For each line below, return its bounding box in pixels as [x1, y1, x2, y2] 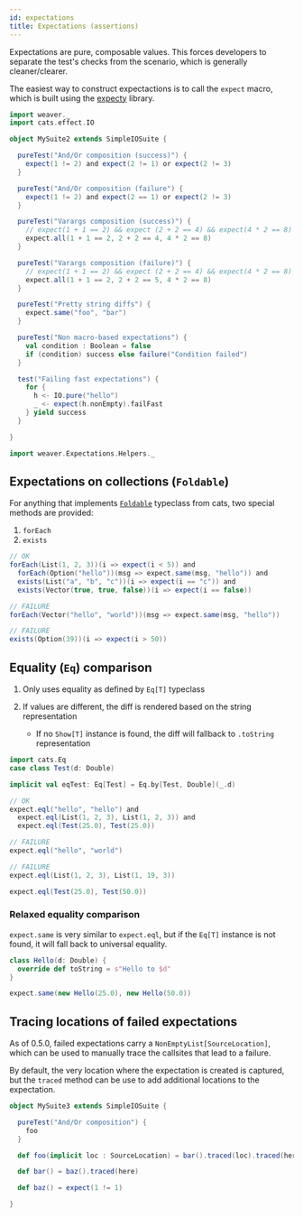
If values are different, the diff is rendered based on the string [22, 701, 252, 712]
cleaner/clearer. [9, 65, 69, 77]
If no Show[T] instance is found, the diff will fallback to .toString [35, 728, 275, 739]
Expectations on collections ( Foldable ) [9, 474, 230, 489]
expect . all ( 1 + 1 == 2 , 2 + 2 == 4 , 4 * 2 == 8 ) [25, 234, 212, 244]
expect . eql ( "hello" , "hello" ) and [9, 805, 140, 814]
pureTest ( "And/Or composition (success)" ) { [17, 151, 188, 161]
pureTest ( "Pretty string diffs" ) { [17, 300, 151, 309]
